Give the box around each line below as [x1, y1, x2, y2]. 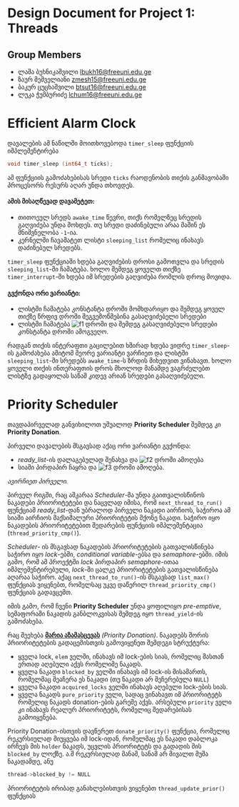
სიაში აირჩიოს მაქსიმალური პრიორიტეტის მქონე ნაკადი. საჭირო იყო [7, 513, 220, 522]
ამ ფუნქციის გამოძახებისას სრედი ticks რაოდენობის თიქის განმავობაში [7, 173, 230, 181]
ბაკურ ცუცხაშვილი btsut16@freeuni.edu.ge [17, 83, 146, 91]
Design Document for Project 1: [7, 5, 195, 21]
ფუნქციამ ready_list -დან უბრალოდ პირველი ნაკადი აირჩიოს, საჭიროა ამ [7, 506, 231, 515]
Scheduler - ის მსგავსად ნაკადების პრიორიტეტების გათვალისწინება [7, 543, 214, 551]
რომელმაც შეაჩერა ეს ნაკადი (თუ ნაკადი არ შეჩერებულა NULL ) [17, 675, 209, 683]
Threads [7, 20, 59, 36]
